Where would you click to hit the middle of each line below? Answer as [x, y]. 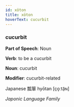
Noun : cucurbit [21, 68]
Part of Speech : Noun [29, 48]
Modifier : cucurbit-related [33, 78]
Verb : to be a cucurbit [29, 58]
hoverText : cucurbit [27, 19]
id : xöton [16, 10]
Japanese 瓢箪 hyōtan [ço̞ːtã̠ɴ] [38, 88]
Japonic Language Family [33, 99]
